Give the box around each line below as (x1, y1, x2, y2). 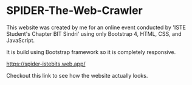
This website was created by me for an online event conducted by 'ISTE (6, 24, 187, 31)
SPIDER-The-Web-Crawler (6, 4, 143, 18)
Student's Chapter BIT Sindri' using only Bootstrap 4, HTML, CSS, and (6, 30, 182, 37)
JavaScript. (6, 36, 35, 44)
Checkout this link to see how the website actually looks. (6, 72, 148, 79)
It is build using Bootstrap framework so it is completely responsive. (6, 48, 176, 55)
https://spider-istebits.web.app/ (6, 60, 86, 67)
